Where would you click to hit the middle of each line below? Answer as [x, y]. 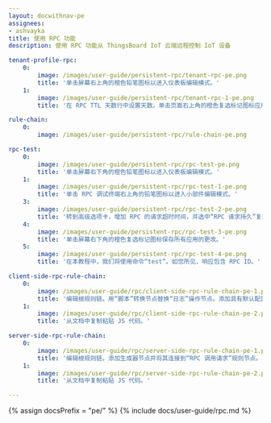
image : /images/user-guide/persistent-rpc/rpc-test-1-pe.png [142, 187]
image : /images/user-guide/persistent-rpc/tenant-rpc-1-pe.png [146, 97]
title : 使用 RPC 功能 [42, 38]
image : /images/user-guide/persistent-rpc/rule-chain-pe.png [142, 135]
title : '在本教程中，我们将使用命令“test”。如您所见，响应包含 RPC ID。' [149, 262]
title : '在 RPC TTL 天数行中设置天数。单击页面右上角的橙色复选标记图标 [146, 106]
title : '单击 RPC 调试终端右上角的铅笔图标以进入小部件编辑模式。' [138, 194]
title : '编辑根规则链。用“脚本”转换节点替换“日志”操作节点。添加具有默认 [146, 299]
